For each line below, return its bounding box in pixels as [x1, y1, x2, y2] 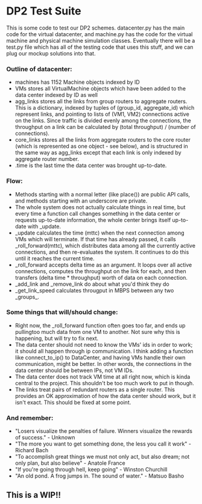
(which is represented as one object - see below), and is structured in [14, 143, 188, 150]
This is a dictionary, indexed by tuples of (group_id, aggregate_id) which [14, 104, 195, 112]
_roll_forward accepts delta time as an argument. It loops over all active [14, 261, 192, 268]
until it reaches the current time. [14, 254, 95, 262]
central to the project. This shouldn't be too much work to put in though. [14, 379, 194, 386]
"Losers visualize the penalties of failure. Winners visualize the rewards [14, 427, 193, 435]
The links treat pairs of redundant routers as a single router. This [14, 386, 175, 393]
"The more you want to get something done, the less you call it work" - [14, 440, 192, 447]
